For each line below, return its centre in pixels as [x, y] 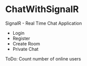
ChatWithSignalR [42, 9]
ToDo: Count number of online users [43, 58]
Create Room [26, 43]
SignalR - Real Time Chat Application [43, 23]
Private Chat [26, 49]
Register [21, 38]
